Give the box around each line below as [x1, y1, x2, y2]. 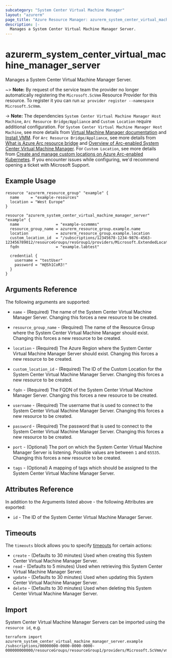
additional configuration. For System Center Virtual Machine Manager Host [5, 124, 163, 130]
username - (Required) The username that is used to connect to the [12, 402, 153, 408]
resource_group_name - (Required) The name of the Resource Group [12, 324, 155, 330]
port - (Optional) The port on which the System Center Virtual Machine [12, 443, 163, 450]
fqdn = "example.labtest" [10, 244, 100, 249]
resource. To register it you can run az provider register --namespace [5, 98, 155, 104]
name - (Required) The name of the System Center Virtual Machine [12, 308, 152, 315]
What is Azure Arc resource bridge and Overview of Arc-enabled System [5, 140, 159, 146]
